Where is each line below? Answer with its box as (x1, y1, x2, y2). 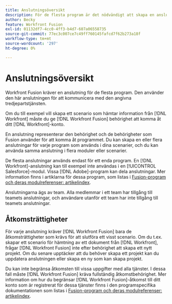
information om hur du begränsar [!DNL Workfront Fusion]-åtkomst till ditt (5, 277, 161, 283)
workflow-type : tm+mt (5, 36, 52, 42)
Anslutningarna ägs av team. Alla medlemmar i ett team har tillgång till (5, 189, 153, 195)
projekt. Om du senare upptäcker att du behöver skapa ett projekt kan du (5, 250, 159, 257)
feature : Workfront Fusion (5, 22, 63, 27)
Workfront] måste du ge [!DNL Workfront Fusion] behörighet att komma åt (5, 116, 161, 122)
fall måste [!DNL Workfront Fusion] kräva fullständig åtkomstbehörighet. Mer (5, 271, 167, 277)
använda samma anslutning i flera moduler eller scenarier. (5, 147, 127, 154)
